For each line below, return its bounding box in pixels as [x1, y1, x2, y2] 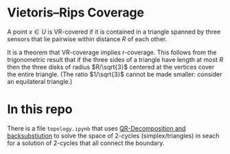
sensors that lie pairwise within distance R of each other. [7, 34, 168, 43]
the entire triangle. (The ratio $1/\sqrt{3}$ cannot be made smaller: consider [7, 70, 222, 78]
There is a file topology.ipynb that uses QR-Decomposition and [7, 124, 186, 132]
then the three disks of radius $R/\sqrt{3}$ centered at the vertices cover [7, 63, 215, 71]
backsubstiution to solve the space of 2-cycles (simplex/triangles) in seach [7, 131, 220, 140]
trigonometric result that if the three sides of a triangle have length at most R [7, 55, 224, 63]
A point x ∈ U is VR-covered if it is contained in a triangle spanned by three [7, 27, 221, 36]
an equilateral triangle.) [7, 77, 73, 85]
